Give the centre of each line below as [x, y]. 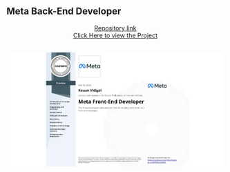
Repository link [115, 28]
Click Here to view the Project [115, 35]
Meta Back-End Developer [64, 11]
